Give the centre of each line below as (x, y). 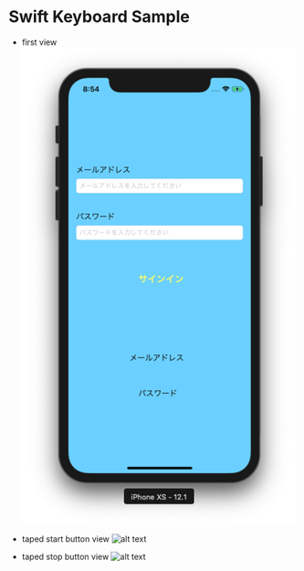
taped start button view (66, 539)
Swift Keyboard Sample (100, 17)
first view (39, 42)
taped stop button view (65, 557)
